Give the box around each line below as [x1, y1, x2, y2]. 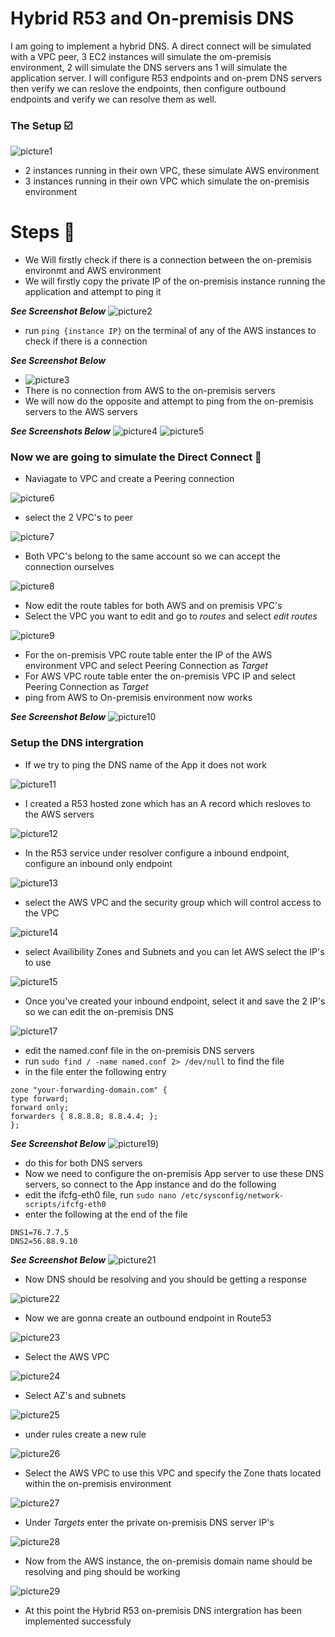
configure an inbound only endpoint [24, 857, 173, 869]
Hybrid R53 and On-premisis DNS [10, 7, 295, 30]
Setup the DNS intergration [10, 736, 144, 750]
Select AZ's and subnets [24, 1389, 127, 1401]
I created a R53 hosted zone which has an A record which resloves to [24, 797, 311, 809]
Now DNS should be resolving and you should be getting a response [24, 1273, 307, 1285]
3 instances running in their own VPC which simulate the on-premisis [24, 175, 310, 187]
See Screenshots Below [10, 425, 111, 437]
